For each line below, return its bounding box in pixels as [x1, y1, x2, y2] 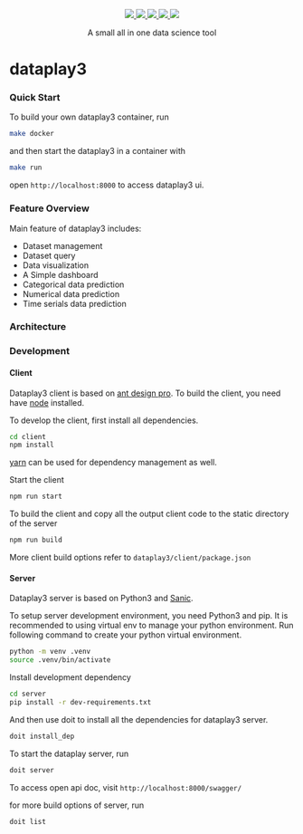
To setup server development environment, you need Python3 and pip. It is [9, 610, 289, 621]
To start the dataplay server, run [9, 748, 129, 759]
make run [9, 163, 43, 172]
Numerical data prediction [22, 288, 120, 299]
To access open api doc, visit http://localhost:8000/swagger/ [9, 781, 242, 792]
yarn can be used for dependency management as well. [9, 457, 217, 468]
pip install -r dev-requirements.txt [9, 697, 152, 706]
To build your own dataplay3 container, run [9, 111, 169, 122]
